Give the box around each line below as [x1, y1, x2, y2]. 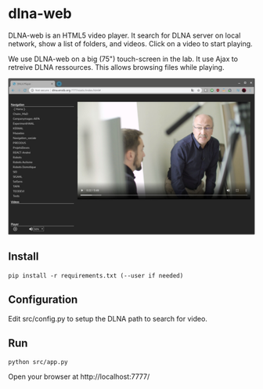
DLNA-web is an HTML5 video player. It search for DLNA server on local [8, 31, 241, 40]
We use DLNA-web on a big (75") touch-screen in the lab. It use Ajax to [8, 54, 239, 64]
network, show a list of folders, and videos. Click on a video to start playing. [8, 38, 253, 48]
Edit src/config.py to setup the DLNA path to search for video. [8, 314, 207, 323]
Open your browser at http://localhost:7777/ [8, 372, 150, 381]
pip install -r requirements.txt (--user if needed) [8, 271, 184, 279]
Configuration [8, 293, 78, 307]
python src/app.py [8, 358, 68, 366]
